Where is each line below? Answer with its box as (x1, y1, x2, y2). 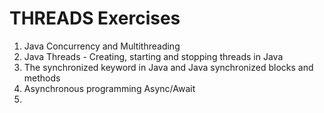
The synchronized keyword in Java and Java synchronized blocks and (23, 61, 314, 73)
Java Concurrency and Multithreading (23, 40, 181, 52)
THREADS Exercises (9, 7, 181, 30)
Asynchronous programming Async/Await (23, 82, 196, 94)
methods (23, 72, 61, 84)
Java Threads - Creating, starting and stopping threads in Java (23, 50, 284, 62)
